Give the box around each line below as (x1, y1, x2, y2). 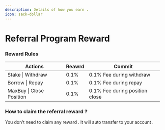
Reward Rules (5, 50, 39, 57)
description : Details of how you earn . (5, 7, 89, 12)
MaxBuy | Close (7, 87, 44, 94)
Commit (113, 63, 133, 70)
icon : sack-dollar (5, 12, 43, 17)
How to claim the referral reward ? (5, 108, 87, 115)
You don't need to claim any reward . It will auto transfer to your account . (5, 119, 154, 125)
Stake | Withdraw (7, 71, 48, 78)
